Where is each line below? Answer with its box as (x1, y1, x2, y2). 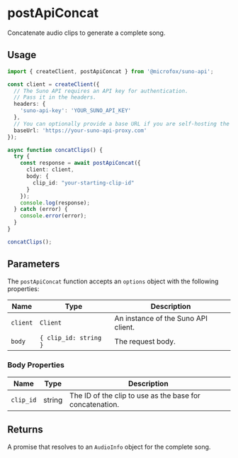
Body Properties (7, 360, 65, 370)
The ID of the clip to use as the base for (69, 391, 200, 400)
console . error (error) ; (20, 212, 87, 219)
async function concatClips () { (7, 146, 103, 153)
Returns (7, 424, 44, 436)
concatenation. (69, 399, 120, 409)
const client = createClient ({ (7, 80, 100, 88)
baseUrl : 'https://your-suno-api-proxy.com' (13, 126, 147, 134)
